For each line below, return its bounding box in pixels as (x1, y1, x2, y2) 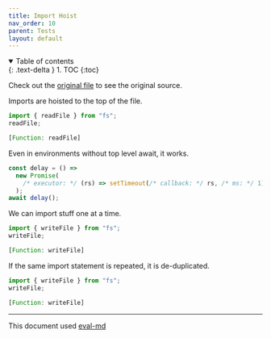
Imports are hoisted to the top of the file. (8, 96, 143, 106)
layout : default (8, 34, 63, 43)
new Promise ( (15, 171, 60, 180)
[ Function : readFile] (8, 134, 81, 142)
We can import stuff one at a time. (8, 209, 122, 219)
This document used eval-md (8, 320, 106, 331)
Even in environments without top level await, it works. (8, 148, 190, 158)
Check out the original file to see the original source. (8, 81, 183, 90)
